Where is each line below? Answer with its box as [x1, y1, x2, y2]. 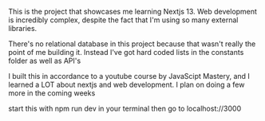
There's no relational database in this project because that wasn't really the [8, 39, 256, 49]
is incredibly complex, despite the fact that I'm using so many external [8, 15, 239, 25]
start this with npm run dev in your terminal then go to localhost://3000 [8, 103, 242, 113]
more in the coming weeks [8, 88, 96, 98]
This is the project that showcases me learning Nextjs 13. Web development [8, 7, 258, 16]
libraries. [8, 24, 38, 33]
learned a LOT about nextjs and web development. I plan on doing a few [8, 80, 245, 89]
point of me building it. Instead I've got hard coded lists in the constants [8, 48, 244, 57]
